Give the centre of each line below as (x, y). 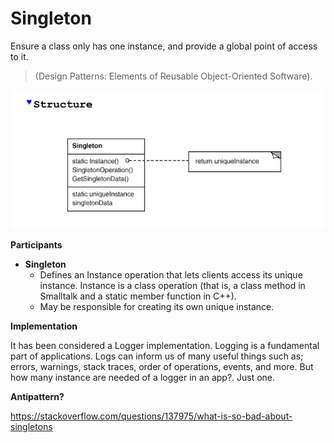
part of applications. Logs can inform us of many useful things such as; (157, 356)
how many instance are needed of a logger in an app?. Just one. (143, 378)
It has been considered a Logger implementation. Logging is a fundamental (165, 346)
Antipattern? (37, 397)
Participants (36, 245)
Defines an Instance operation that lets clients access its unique (171, 275)
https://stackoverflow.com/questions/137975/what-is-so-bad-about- (151, 416)
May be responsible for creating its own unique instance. (157, 307)
